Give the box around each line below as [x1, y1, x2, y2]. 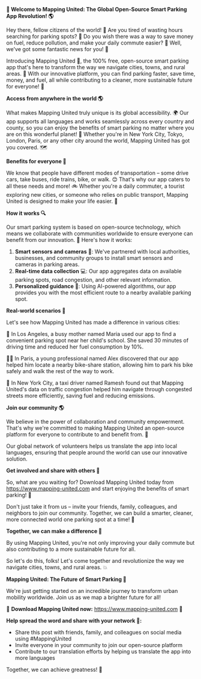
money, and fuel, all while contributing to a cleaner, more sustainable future [6, 76, 193, 84]
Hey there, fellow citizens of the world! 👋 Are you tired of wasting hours [6, 26, 183, 33]
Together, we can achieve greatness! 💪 [6, 666, 103, 673]
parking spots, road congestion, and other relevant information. [14, 276, 172, 283]
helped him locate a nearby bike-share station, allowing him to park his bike [6, 361, 193, 368]
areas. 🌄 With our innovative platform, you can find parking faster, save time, [6, 70, 196, 77]
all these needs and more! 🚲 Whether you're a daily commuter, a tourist [6, 182, 185, 190]
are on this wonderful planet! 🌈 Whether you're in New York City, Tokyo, [6, 131, 184, 138]
